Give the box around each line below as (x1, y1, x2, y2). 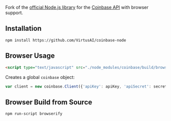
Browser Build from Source (5, 98, 93, 106)
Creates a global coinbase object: (5, 74, 75, 80)
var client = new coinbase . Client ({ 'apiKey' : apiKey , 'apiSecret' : (5, 84, 152, 89)
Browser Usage (5, 52, 55, 60)
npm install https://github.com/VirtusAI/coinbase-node (5, 37, 126, 43)
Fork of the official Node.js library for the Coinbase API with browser (5, 5, 149, 10)
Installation (5, 24, 42, 33)
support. (5, 10, 23, 16)
